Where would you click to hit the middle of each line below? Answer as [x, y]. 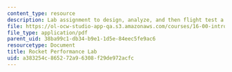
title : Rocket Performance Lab [52, 52]
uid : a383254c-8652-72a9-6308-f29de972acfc [71, 58]
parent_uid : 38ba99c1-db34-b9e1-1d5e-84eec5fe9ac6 [81, 39]
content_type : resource [41, 13]
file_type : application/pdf [48, 33]
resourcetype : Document [41, 45]
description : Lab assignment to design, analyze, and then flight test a [116, 20]
